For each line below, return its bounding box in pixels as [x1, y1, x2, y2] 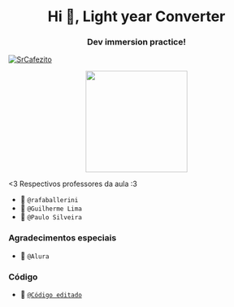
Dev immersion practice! [86, 37, 187, 48]
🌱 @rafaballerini [19, 195, 79, 205]
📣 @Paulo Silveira [19, 212, 83, 222]
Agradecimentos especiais [8, 232, 117, 244]
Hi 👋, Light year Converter [47, 7, 226, 26]
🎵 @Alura [19, 251, 50, 261]
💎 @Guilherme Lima [19, 203, 83, 214]
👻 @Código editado [19, 290, 83, 300]
